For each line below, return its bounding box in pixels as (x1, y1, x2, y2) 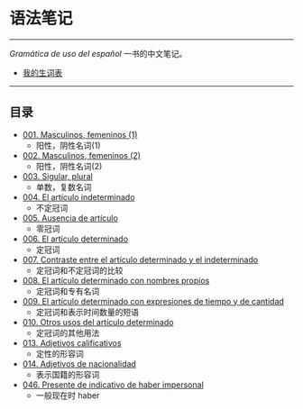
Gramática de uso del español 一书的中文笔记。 (9, 48, 188, 59)
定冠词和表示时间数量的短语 (35, 306, 140, 317)
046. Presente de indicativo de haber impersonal (22, 379, 205, 390)
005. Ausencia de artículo (22, 213, 119, 223)
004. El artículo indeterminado (22, 191, 135, 203)
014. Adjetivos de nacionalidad (22, 358, 137, 369)
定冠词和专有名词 (35, 286, 100, 296)
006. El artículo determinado (22, 233, 129, 244)
